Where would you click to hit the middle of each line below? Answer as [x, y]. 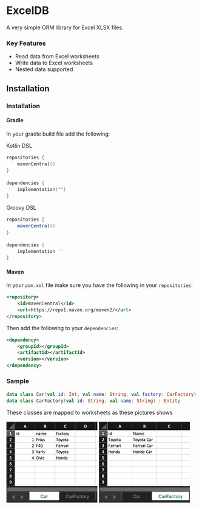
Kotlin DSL [19, 145]
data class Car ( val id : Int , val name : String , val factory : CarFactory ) [102, 395]
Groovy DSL [21, 207]
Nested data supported [44, 69]
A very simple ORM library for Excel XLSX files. [65, 27]
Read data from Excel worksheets [57, 57]
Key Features [26, 43]
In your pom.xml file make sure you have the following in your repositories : [99, 285]
